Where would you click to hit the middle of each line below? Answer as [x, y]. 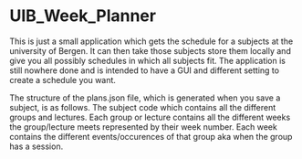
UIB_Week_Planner [83, 16]
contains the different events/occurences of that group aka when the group [151, 136]
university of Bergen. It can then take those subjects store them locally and [151, 50]
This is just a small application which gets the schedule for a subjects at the [151, 41]
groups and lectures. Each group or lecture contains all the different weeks [150, 117]
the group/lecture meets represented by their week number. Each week [144, 127]
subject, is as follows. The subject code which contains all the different [143, 107]
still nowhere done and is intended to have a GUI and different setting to [145, 70]
